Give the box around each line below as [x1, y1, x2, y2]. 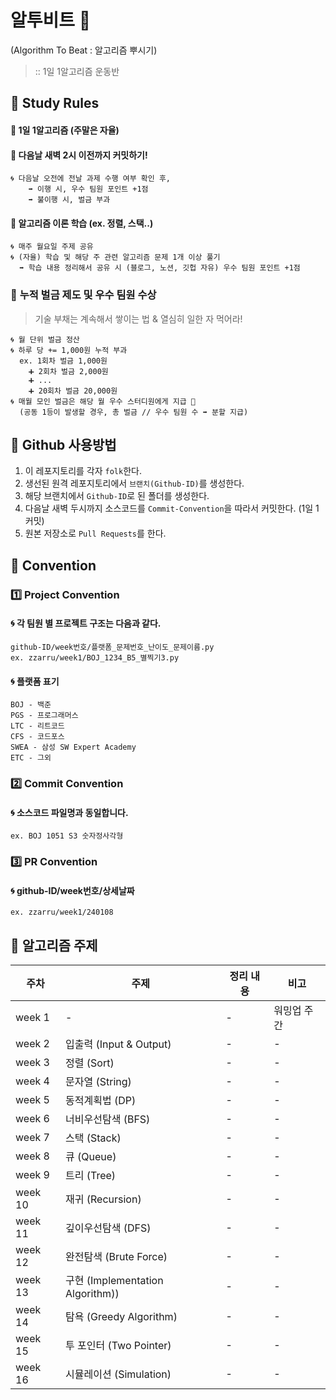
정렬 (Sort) [65, 1056, 115, 1070]
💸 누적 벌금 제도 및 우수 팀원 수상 [10, 288, 157, 302]
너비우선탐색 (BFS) [65, 1112, 151, 1126]
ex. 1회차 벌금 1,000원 [19, 356, 108, 366]
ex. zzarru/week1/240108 [10, 907, 114, 918]
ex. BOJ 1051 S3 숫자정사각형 [10, 831, 124, 841]
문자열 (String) [65, 1075, 132, 1089]
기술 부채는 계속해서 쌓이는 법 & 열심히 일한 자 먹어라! [34, 312, 243, 325]
